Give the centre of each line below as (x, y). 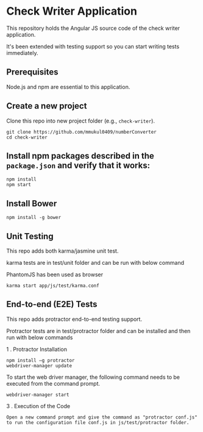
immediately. (22, 52)
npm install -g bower (34, 218)
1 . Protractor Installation (37, 349)
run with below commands (40, 337)
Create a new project (47, 106)
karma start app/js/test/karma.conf (53, 286)
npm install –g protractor (41, 360)
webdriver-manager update (39, 365)
